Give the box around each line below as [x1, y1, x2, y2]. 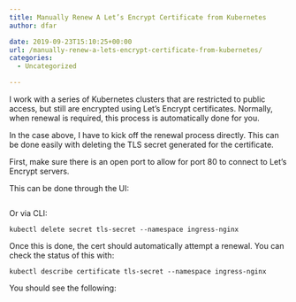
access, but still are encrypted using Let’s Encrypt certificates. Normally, [9, 104, 274, 113]
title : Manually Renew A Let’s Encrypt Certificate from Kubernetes [9, 12, 267, 22]
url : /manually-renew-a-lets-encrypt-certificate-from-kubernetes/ [9, 45, 263, 54]
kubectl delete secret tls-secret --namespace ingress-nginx [9, 225, 239, 234]
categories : [9, 54, 53, 63]
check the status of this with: [9, 250, 115, 260]
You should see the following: [9, 283, 117, 293]
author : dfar [9, 21, 57, 30]
